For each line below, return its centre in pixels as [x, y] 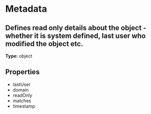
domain [21, 89]
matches [22, 101]
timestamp [24, 106]
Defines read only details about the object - [76, 28]
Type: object [19, 56]
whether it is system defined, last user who [75, 36]
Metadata [26, 9]
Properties [23, 72]
